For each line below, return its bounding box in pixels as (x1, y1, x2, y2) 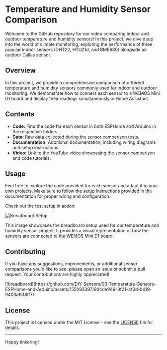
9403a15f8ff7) (5, 292, 35, 298)
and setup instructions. (12, 144, 60, 150)
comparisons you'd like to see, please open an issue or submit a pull (5, 266, 145, 272)
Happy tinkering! (5, 339, 39, 345)
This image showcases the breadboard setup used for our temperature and (5, 222, 159, 228)
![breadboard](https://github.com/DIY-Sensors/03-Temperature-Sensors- (5, 281, 156, 287)
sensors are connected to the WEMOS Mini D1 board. (5, 233, 114, 239)
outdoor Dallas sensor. (5, 51, 51, 58)
